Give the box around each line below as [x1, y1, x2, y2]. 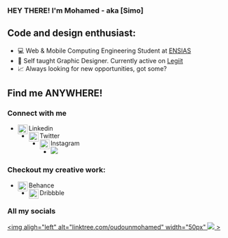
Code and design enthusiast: [7, 27, 136, 39]
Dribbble [39, 188, 65, 197]
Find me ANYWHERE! [7, 87, 103, 100]
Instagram [50, 139, 80, 147]
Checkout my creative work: [7, 165, 106, 175]
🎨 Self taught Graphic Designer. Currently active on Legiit [17, 56, 184, 65]
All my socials [7, 206, 56, 216]
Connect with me [7, 108, 67, 118]
